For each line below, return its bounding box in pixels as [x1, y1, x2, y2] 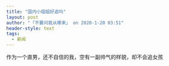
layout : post [6, 14, 39, 20]
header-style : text [6, 25, 55, 32]
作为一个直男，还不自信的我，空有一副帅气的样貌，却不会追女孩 [6, 54, 163, 60]
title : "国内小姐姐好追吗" [6, 8, 66, 15]
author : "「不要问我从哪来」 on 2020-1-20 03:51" [6, 20, 124, 26]
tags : [6, 31, 20, 37]
